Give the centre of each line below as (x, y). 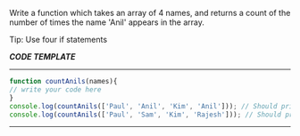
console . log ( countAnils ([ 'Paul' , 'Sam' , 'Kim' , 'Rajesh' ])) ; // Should (145, 115)
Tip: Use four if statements (58, 40)
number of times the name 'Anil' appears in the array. (107, 22)
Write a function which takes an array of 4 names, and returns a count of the (150, 13)
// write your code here (55, 89)
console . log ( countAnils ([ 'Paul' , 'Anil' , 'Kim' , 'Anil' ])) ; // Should (143, 106)
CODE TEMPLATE (42, 56)
